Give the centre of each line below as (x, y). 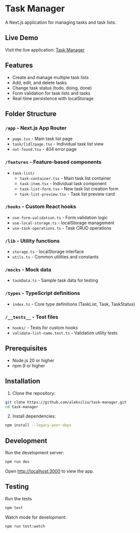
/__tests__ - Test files (32, 317)
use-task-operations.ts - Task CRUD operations (62, 228)
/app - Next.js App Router (36, 128)
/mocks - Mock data (28, 270)
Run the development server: (35, 453)
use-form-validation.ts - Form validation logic (60, 217)
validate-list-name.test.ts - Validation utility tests (65, 333)
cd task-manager (22, 407)
